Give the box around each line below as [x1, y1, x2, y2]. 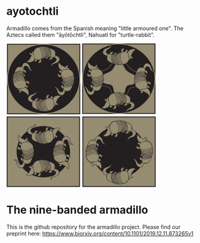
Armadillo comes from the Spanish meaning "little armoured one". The [6, 25, 184, 32]
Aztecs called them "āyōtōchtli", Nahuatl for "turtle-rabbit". [6, 31, 155, 38]
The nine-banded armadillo [6, 202, 148, 217]
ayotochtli [6, 4, 59, 18]
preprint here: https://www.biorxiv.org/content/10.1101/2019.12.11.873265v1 [6, 229, 194, 237]
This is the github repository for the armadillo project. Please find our [6, 223, 181, 231]
